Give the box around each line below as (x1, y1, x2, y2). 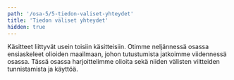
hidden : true (7, 23, 46, 30)
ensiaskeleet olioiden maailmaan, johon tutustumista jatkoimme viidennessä (7, 50, 227, 58)
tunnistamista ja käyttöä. (7, 65, 79, 74)
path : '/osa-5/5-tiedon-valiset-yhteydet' (7, 10, 134, 18)
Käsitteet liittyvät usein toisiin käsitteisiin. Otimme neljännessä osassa (7, 43, 209, 51)
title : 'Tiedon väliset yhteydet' (7, 17, 109, 24)
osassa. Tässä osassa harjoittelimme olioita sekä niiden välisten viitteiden (7, 58, 221, 66)
